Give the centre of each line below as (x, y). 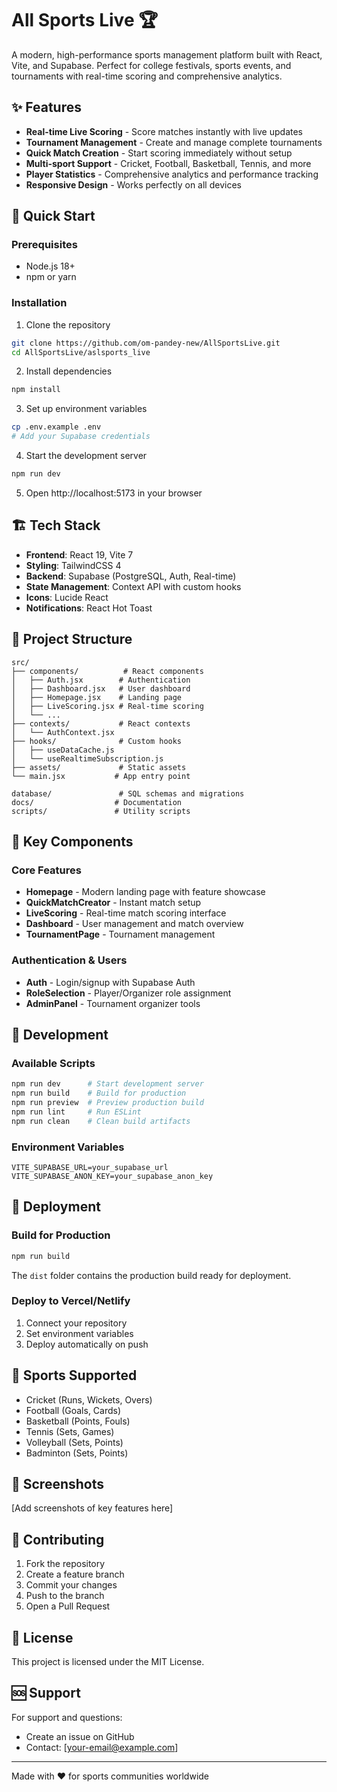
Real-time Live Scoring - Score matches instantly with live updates (164, 131)
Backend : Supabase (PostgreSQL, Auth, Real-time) (131, 576)
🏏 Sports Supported (74, 1375)
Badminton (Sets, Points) (77, 1453)
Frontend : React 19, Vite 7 (79, 554)
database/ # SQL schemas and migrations (128, 793)
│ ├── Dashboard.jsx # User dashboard (101, 688)
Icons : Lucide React (67, 597)
